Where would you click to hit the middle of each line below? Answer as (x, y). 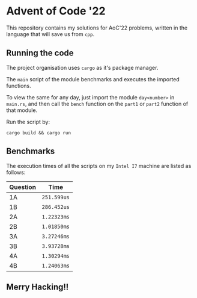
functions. (19, 85)
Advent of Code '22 (56, 11)
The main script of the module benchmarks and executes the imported (93, 79)
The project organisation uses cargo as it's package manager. (82, 67)
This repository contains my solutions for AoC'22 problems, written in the (97, 28)
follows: (16, 172)
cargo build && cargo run (38, 133)
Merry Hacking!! (38, 287)
